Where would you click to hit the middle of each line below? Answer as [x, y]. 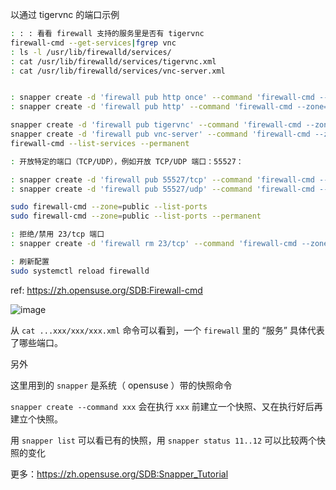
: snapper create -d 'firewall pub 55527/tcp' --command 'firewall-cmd [162, 179]
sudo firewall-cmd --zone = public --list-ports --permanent [136, 216]
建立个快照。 [36, 419]
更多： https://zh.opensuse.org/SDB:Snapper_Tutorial [119, 474]
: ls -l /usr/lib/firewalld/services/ [91, 52]
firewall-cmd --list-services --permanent [100, 143]
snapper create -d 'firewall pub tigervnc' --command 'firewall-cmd [156, 125]
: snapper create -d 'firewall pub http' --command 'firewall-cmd [151, 107]
